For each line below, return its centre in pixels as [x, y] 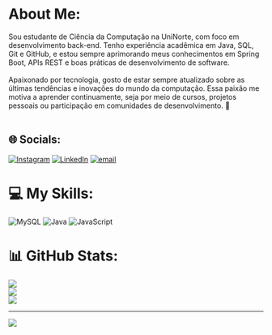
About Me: [45, 14]
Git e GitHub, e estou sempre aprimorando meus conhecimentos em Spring [134, 54]
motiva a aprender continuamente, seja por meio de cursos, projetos [123, 97]
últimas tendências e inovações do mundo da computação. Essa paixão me [134, 88]
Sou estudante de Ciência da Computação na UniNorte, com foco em [124, 37]
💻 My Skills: [51, 193]
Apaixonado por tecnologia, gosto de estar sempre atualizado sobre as [127, 79]
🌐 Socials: [35, 140]
